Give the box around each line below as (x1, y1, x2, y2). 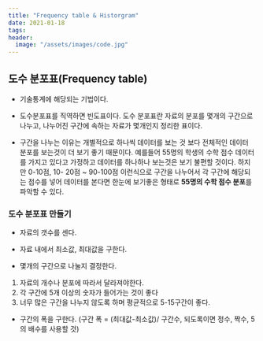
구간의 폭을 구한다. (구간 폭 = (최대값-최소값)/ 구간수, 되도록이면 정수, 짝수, (19, 314, 250, 324)
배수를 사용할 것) (28, 324, 80, 334)
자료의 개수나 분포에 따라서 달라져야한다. (19, 278, 144, 287)
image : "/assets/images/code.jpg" (15, 41, 128, 49)
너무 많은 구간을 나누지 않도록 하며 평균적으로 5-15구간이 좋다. (19, 298, 211, 307)
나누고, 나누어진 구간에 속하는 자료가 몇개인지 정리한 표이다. (19, 120, 203, 130)
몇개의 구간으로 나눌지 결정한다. (19, 261, 117, 271)
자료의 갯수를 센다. (19, 228, 77, 237)
